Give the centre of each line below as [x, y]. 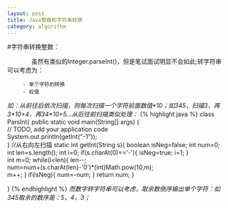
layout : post [26, 13]
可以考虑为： [25, 70]
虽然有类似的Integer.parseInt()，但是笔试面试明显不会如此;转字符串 [126, 62]
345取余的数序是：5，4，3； [49, 198]
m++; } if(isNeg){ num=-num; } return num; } [71, 175]
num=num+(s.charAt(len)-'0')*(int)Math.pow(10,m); [80, 167]
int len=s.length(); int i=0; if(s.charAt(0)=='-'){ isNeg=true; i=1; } [98, 153]
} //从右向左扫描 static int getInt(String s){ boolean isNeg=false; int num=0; [114, 145]
